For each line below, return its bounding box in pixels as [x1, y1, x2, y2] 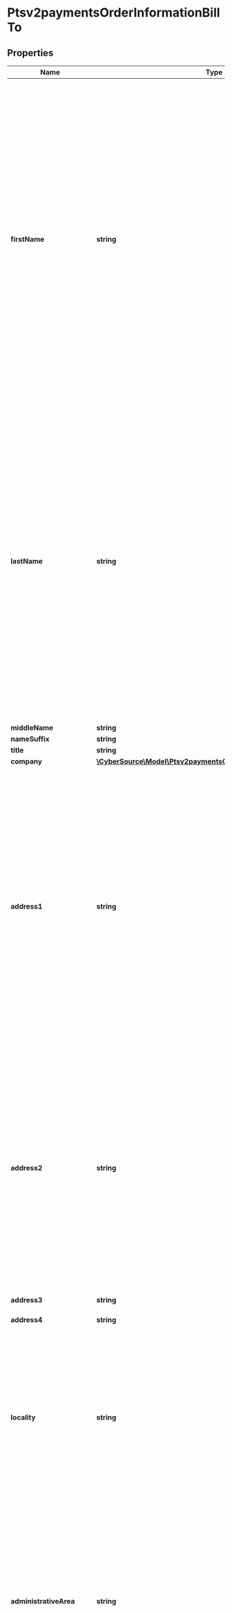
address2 [10, 1163, 43, 1172]
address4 [10, 1315, 43, 1324]
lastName [10, 557, 43, 566]
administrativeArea [10, 1596, 75, 1606]
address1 [10, 902, 43, 911]
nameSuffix [10, 734, 50, 744]
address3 [10, 1295, 43, 1304]
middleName [10, 723, 54, 733]
